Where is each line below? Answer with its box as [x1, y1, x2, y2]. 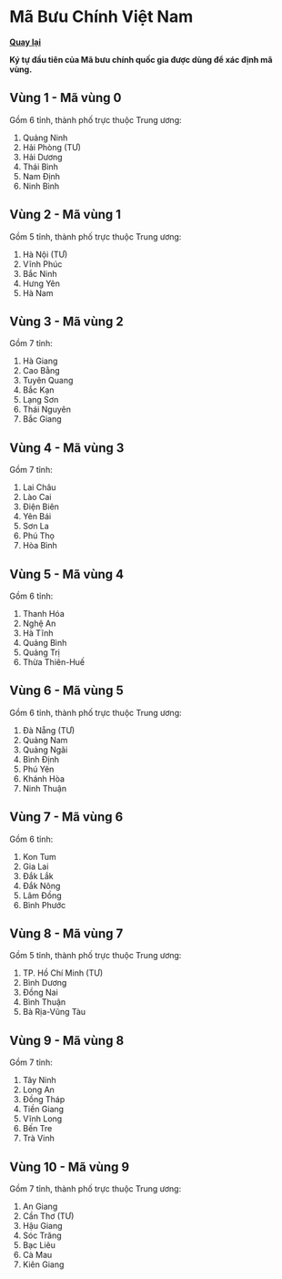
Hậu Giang [22, 1221, 63, 1232]
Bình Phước [22, 899, 66, 910]
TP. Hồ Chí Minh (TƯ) [22, 967, 103, 978]
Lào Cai [22, 492, 52, 503]
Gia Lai [22, 861, 49, 872]
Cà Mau [22, 1250, 53, 1261]
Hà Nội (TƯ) [22, 249, 68, 260]
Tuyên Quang [22, 375, 74, 386]
